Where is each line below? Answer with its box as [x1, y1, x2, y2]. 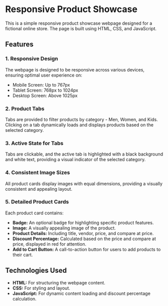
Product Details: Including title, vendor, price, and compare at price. [12, 230, 154, 236]
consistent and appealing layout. [5, 186, 73, 192]
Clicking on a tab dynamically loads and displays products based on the [5, 122, 154, 128]
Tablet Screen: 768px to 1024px [12, 87, 79, 93]
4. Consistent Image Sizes [5, 169, 70, 176]
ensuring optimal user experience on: [5, 72, 83, 78]
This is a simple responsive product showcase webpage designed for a [5, 20, 152, 26]
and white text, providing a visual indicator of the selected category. [5, 157, 146, 163]
